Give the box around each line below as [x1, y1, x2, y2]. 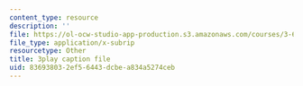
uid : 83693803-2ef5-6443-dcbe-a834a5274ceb [9, 64, 176, 73]
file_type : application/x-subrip [9, 38, 135, 47]
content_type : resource [9, 13, 99, 22]
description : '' [9, 21, 70, 30]
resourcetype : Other [9, 47, 87, 56]
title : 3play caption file [9, 55, 111, 64]
